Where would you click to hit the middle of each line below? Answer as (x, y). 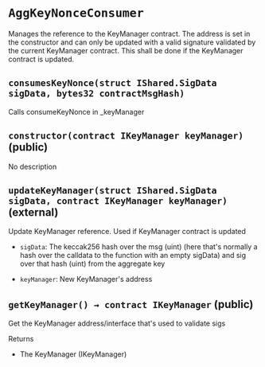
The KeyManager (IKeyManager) (73, 354)
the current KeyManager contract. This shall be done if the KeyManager (126, 50)
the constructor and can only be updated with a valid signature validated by (132, 42)
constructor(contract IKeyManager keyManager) (126, 136)
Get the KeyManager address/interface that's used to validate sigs (117, 323)
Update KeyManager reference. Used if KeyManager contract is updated (127, 232)
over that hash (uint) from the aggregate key (92, 264)
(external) (33, 212)
